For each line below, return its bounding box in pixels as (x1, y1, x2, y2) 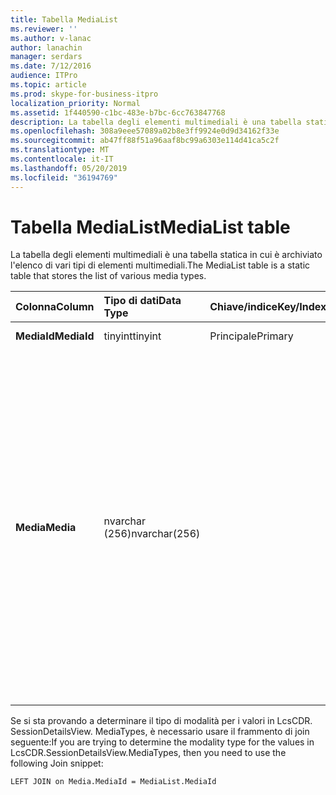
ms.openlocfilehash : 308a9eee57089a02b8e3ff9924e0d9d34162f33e (10, 126, 280, 136)
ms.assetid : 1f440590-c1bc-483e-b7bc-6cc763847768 (10, 107, 226, 118)
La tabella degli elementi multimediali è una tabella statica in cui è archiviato (10, 249, 323, 261)
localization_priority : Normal (10, 98, 141, 108)
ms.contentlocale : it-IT (10, 154, 114, 164)
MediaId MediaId (15, 329, 95, 343)
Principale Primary (209, 329, 294, 343)
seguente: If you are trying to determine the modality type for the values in (10, 736, 315, 748)
